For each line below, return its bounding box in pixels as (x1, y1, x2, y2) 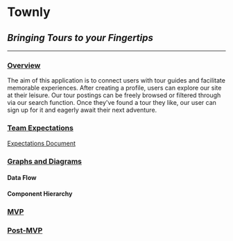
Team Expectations (7, 123, 74, 133)
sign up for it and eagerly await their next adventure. (7, 106, 157, 115)
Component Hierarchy (7, 189, 73, 198)
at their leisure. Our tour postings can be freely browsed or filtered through (7, 91, 221, 99)
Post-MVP (7, 225, 43, 235)
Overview (7, 60, 41, 70)
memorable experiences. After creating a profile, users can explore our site (7, 84, 222, 92)
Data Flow (7, 174, 37, 182)
